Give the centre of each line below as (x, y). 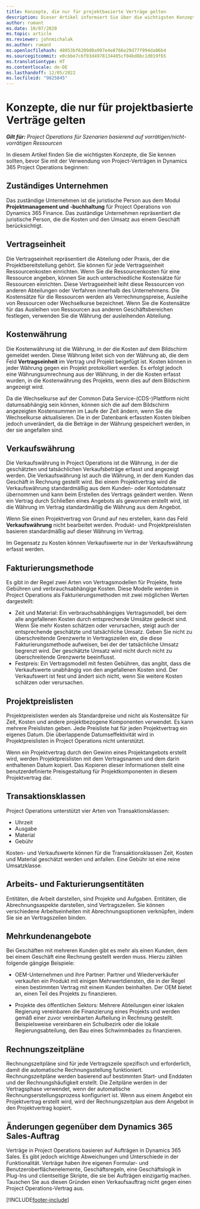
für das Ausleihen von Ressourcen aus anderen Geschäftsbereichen (90, 309)
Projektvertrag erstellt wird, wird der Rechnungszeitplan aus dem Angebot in (100, 1102)
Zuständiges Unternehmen (57, 186)
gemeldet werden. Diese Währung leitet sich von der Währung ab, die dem (98, 355)
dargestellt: (20, 602)
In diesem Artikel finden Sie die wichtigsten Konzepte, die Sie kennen (91, 155)
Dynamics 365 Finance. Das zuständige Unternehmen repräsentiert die (93, 213)
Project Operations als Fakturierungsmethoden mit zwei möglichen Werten (98, 595)
